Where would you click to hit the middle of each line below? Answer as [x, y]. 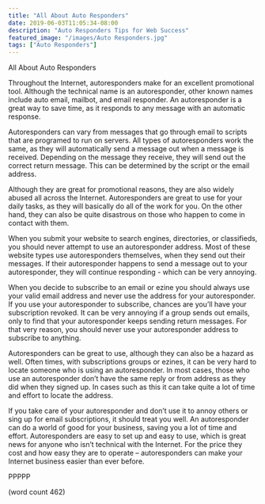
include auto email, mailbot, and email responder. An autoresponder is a [125, 100]
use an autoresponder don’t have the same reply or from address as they [127, 379]
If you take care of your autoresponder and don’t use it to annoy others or [128, 411]
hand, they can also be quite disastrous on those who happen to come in [127, 215]
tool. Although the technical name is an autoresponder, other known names [131, 91]
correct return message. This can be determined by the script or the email [129, 166]
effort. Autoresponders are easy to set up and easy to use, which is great [127, 436]
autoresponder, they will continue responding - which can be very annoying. [132, 272]
